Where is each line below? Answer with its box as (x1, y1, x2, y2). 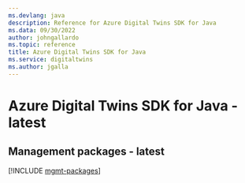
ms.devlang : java (8, 11, 65, 20)
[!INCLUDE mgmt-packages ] (8, 166, 101, 175)
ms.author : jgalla (8, 63, 69, 71)
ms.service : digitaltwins (8, 56, 93, 64)
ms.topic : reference (8, 41, 76, 49)
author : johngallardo (8, 33, 80, 42)
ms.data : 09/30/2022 (8, 26, 76, 34)
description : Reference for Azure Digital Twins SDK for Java (8, 19, 217, 27)
